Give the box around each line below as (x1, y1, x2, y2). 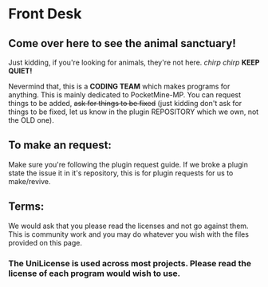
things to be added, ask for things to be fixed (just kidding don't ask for (8, 99, 242, 108)
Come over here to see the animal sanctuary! (8, 37, 237, 50)
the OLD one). (8, 116, 54, 124)
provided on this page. (8, 238, 82, 247)
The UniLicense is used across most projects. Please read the (8, 258, 252, 269)
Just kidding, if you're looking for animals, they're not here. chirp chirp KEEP (8, 57, 260, 67)
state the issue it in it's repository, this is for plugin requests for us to (8, 168, 234, 178)
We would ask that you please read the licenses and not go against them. (8, 221, 249, 230)
